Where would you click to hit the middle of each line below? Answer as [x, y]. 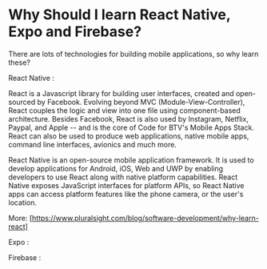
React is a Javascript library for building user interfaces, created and [121, 93]
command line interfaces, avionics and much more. [93, 144]
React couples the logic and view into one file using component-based [125, 110]
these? [19, 62]
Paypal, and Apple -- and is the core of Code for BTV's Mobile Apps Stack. [131, 127]
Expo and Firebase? [75, 32]
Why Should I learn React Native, [120, 15]
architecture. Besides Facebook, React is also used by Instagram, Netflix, [129, 118]
